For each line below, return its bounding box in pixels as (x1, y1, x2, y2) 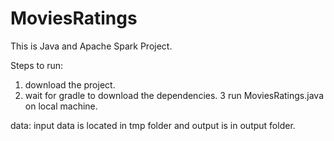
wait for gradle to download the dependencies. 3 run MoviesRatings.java (24, 89, 324, 101)
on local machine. (24, 100, 98, 112)
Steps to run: (10, 59, 64, 71)
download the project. (24, 78, 116, 91)
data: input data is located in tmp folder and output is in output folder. (10, 119, 296, 131)
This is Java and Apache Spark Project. (10, 40, 173, 52)
